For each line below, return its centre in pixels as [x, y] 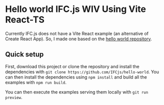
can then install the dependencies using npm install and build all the [76, 77]
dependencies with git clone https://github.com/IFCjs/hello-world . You [82, 72]
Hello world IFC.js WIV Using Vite [76, 9]
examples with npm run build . [36, 82]
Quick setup [24, 54]
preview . [14, 97]
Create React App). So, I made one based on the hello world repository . [79, 39]
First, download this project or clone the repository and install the [72, 66]
